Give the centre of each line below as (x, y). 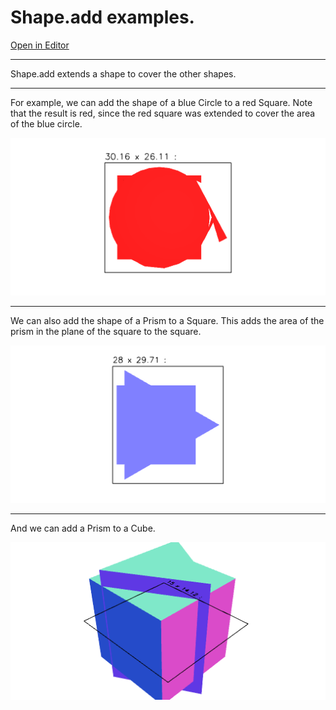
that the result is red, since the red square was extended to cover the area (163, 113)
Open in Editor (40, 45)
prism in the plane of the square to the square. (106, 331)
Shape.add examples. (102, 17)
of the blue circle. (46, 123)
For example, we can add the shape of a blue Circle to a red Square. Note (161, 102)
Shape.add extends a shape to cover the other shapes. (123, 73)
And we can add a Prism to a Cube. (83, 528)
